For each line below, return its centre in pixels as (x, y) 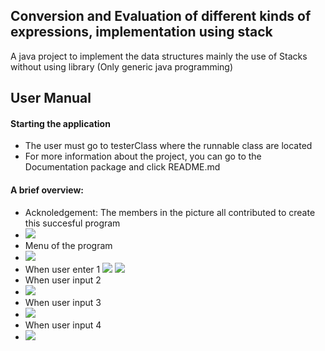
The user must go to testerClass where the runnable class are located (168, 146)
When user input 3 (63, 302)
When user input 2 (63, 280)
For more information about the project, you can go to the (143, 156)
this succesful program (72, 223)
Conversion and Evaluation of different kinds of (161, 16)
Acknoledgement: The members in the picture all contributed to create (170, 212)
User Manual (51, 98)
